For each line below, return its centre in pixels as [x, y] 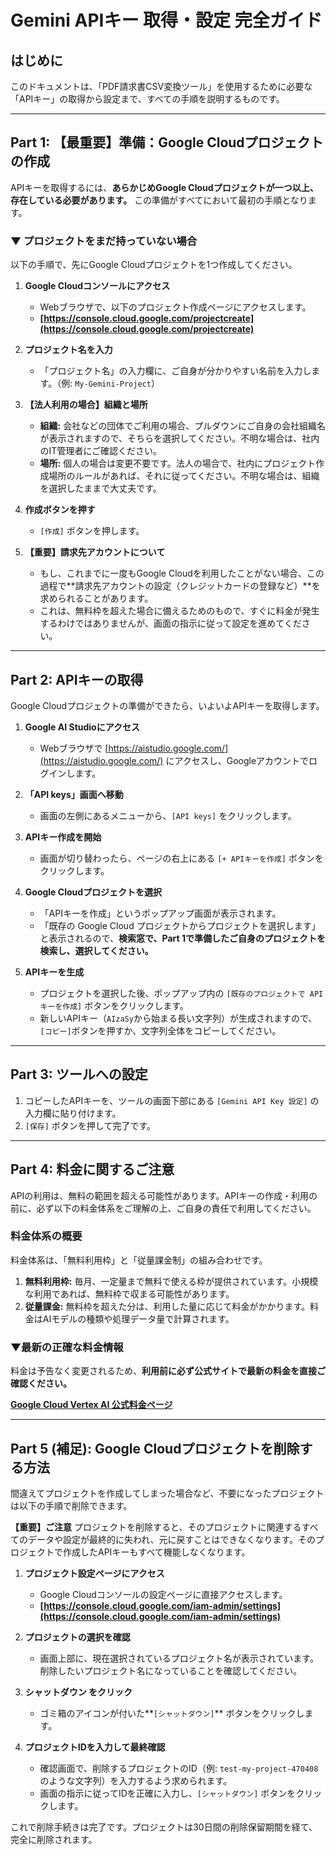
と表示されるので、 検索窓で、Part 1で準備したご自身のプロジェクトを [182, 938]
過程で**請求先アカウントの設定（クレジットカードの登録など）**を [180, 586]
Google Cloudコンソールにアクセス [97, 286]
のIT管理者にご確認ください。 [101, 451]
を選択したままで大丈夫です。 [100, 488]
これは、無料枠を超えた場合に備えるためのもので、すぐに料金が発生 [179, 611]
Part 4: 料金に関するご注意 [92, 1169]
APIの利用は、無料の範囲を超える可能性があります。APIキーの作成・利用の [164, 1195]
